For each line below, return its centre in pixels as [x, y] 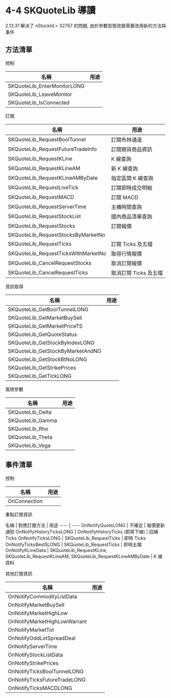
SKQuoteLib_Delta [30, 412]
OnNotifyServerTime [33, 646]
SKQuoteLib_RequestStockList [44, 216]
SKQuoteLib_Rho [28, 429]
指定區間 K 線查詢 [132, 178]
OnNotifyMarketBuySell [36, 605]
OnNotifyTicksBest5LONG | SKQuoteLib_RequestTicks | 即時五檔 [73, 544]
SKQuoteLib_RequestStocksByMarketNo [57, 235]
